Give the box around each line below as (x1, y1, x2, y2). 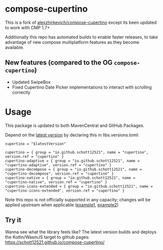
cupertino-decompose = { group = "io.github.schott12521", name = (5, 167, 142, 172)
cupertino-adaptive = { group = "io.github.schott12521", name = (5, 158, 140, 163)
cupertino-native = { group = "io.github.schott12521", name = (5, 175, 136, 180)
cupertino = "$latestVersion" (5, 141, 66, 146)
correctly (12, 89, 31, 95)
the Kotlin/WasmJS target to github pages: (5, 234, 90, 240)
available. (5, 44, 24, 50)
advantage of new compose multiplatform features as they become (5, 39, 140, 45)
